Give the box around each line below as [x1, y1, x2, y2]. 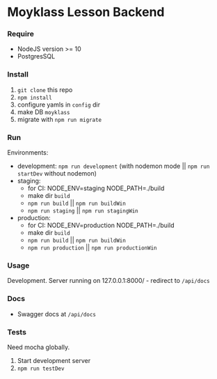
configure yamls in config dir [17, 100, 101, 109]
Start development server [17, 356, 91, 364]
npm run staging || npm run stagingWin [27, 206, 139, 215]
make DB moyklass [17, 107, 70, 116]
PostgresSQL [17, 52, 56, 61]
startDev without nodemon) [17, 169, 97, 178]
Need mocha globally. [7, 343, 70, 351]
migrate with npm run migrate [17, 115, 102, 123]
